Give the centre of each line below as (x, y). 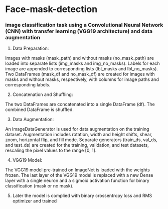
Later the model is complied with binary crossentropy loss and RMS (82, 196)
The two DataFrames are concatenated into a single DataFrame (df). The (80, 104)
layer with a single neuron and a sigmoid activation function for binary (77, 181)
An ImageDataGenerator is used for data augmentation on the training (77, 129)
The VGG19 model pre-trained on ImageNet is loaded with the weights (78, 170)
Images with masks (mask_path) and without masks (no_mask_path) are (80, 58)
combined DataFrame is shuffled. (40, 110)
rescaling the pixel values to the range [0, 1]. (51, 150)
